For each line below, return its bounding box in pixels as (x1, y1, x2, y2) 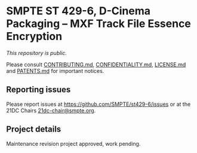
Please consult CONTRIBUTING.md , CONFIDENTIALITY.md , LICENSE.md (6, 61, 186, 68)
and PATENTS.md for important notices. (6, 67, 104, 74)
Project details (6, 124, 61, 134)
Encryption (6, 30, 63, 43)
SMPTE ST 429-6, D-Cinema (6, 4, 151, 18)
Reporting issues (6, 85, 71, 95)
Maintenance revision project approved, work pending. (6, 140, 141, 147)
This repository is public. (6, 49, 67, 56)
